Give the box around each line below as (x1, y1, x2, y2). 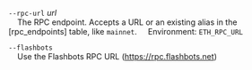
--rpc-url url (8, 8, 57, 18)
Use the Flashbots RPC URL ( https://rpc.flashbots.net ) (16, 51, 217, 61)
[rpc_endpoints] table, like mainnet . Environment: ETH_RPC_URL (8, 27, 244, 36)
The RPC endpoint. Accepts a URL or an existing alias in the (16, 17, 238, 27)
